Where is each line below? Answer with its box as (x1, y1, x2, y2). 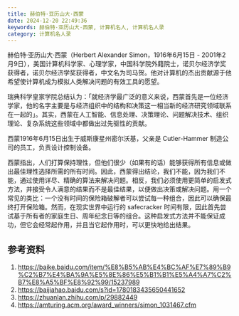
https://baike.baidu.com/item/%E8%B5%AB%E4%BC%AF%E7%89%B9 (17, 263, 231, 271)
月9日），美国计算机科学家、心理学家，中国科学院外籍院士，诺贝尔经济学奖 (7, 60, 226, 68)
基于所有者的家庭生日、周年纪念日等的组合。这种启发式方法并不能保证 (13, 211, 219, 221)
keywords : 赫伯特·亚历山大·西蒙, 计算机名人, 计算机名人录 (7, 23, 165, 31)
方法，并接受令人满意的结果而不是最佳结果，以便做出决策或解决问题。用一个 (7, 185, 232, 194)
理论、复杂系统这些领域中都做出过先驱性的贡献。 (7, 119, 151, 128)
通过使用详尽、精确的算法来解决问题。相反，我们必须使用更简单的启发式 (19, 176, 232, 185)
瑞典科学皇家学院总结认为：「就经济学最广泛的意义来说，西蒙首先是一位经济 (7, 93, 229, 101)
